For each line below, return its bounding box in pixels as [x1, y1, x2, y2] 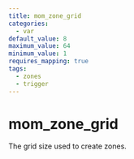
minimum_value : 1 [8, 49, 67, 58]
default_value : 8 [8, 34, 67, 43]
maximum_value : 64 [8, 42, 71, 50]
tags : [8, 65, 27, 73]
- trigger [15, 79, 49, 88]
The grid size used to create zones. [8, 141, 128, 151]
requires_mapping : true [8, 58, 89, 66]
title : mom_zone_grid [8, 11, 82, 20]
